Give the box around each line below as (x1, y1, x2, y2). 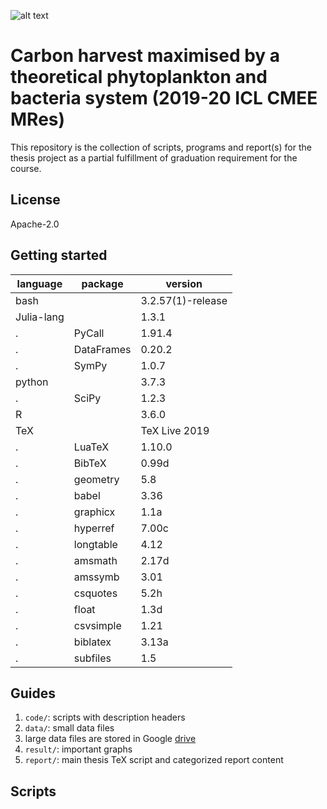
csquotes (73, 586, 118, 600)
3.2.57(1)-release (140, 293, 228, 307)
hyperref (73, 521, 115, 535)
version (165, 276, 203, 290)
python (15, 375, 49, 389)
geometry (73, 472, 120, 486)
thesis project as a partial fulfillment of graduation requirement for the (10, 151, 298, 164)
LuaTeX (73, 440, 110, 454)
